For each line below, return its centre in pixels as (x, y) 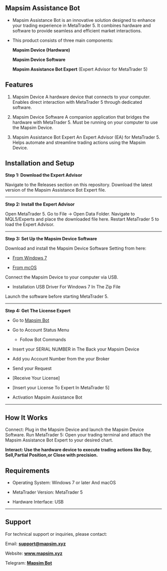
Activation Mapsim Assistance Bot (47, 397)
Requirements (27, 470)
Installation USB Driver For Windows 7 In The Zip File (66, 287)
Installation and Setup (40, 163)
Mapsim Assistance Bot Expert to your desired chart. (59, 440)
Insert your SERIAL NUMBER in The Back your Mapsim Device (76, 349)
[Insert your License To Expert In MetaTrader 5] (61, 388)
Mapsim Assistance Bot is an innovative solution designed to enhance (84, 20)
